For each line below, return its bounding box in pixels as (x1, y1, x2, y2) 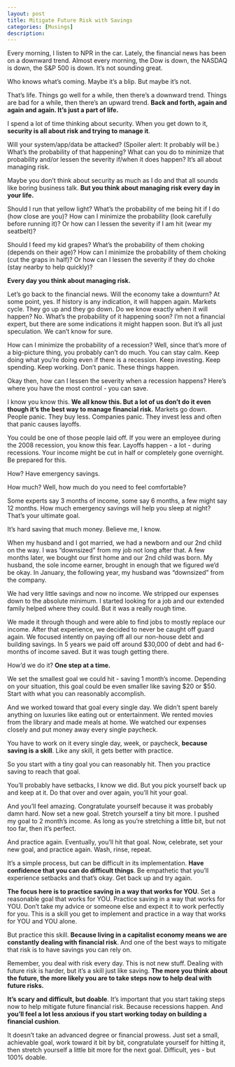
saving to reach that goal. (7, 767, 80, 776)
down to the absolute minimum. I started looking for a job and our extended (7, 597, 225, 606)
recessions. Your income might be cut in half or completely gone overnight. (7, 449, 225, 457)
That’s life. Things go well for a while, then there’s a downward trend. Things (7, 91, 227, 99)
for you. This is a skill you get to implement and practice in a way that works (7, 909, 226, 918)
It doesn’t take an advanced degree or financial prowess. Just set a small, (7, 1031, 220, 1040)
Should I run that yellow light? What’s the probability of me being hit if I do (7, 204, 220, 214)
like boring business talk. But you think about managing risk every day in (7, 183, 220, 193)
